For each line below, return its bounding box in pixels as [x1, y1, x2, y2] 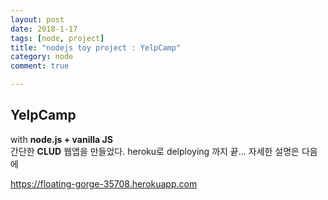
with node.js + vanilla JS [10, 133, 113, 145]
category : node [10, 52, 74, 62]
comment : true [10, 61, 70, 71]
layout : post [10, 14, 65, 25]
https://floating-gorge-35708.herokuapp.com [10, 177, 198, 190]
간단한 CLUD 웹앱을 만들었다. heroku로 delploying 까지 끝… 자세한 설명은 [10, 145, 300, 157]
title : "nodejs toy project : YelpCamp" [10, 42, 182, 53]
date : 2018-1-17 [10, 24, 78, 34]
